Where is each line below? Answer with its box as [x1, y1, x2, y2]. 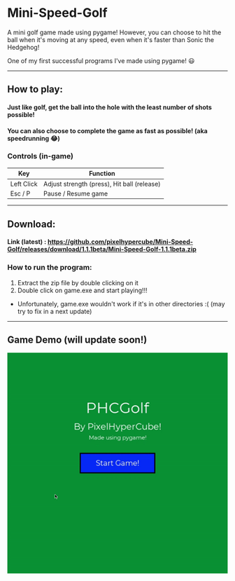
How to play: [7, 83, 63, 95]
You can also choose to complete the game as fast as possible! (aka [7, 126, 208, 135]
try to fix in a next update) [17, 307, 92, 315]
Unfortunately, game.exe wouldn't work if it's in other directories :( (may [17, 299, 225, 308]
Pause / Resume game [43, 189, 108, 198]
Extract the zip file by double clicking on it [17, 278, 138, 287]
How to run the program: [7, 263, 92, 273]
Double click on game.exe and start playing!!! [17, 286, 148, 294]
